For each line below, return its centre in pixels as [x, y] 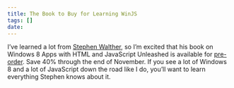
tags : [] [20, 20]
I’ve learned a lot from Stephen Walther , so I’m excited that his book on [110, 47]
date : [15, 27]
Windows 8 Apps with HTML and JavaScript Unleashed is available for [110, 54]
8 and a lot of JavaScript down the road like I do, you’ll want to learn [107, 69]
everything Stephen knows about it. [59, 77]
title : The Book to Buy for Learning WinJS [72, 14]
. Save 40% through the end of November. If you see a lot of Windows [125, 62]
